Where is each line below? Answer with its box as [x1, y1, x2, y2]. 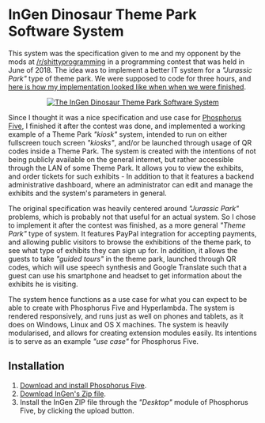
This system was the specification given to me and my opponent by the [8, 48, 241, 58]
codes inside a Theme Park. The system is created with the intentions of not [8, 146, 256, 156]
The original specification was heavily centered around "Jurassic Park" [8, 203, 240, 213]
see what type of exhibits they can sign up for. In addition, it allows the [8, 245, 238, 255]
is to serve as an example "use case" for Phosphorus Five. [8, 336, 199, 346]
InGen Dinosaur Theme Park [8, 6, 197, 24]
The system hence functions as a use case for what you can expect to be [8, 294, 248, 304]
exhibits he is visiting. [8, 279, 78, 289]
